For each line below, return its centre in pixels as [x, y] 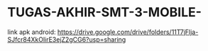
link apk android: [32, 32]
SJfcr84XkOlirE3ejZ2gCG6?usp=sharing [67, 39]
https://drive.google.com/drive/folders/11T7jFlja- [128, 32]
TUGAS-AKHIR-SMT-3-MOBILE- [105, 12]
